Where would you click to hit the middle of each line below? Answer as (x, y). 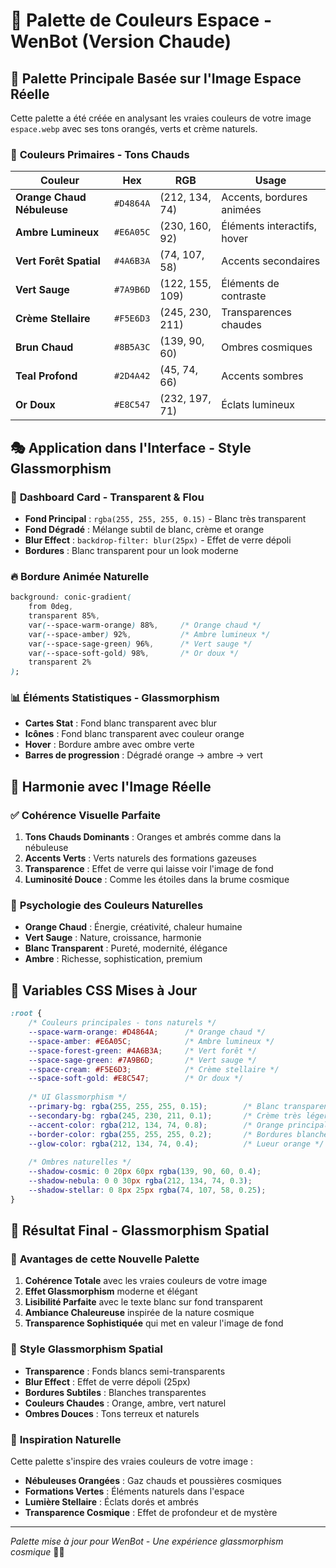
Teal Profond (46, 376)
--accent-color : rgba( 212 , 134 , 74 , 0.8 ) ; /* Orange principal (178, 1125)
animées (241, 210)
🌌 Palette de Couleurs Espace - (141, 20)
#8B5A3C (132, 347)
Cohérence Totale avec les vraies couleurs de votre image (146, 1281)
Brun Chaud (44, 347)
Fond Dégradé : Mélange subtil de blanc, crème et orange (144, 529)
